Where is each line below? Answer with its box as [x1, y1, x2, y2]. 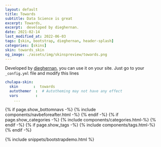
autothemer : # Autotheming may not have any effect [9, 89, 123, 94]
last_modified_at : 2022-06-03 [5, 34, 66, 39]
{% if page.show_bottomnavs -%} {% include [5, 106, 96, 112]
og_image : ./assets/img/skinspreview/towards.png [5, 52, 108, 57]
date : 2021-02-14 [5, 29, 40, 34]
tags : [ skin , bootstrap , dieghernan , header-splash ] [5, 39, 114, 44]
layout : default [5, 7, 38, 12]
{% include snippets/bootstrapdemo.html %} [5, 136, 95, 142]
